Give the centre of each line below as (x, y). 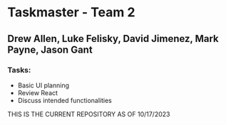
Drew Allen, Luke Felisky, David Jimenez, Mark (113, 39)
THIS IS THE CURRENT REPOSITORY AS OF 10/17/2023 (89, 114)
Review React (38, 92)
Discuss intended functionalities (65, 100)
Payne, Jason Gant (50, 49)
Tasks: (19, 70)
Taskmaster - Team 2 (71, 12)
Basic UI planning (43, 85)
